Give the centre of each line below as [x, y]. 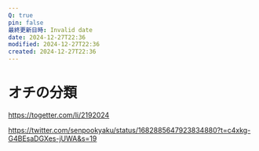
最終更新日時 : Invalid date [50, 30]
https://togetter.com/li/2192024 [59, 115]
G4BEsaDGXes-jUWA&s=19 [53, 138]
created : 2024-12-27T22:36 [52, 52]
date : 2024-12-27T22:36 [47, 37]
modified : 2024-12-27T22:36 [54, 45]
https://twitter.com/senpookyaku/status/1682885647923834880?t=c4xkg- [129, 130]
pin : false [26, 23]
